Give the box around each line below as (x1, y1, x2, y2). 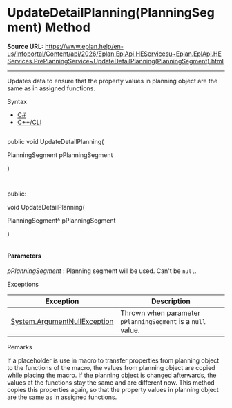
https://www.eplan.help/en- (44, 42, 124, 50)
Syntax (7, 97, 28, 105)
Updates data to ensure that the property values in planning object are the (7, 76, 218, 85)
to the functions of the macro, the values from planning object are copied (7, 364, 215, 372)
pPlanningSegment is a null (120, 317, 206, 327)
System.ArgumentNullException (10, 317, 114, 327)
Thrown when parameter (120, 308, 201, 318)
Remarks (7, 343, 32, 351)
